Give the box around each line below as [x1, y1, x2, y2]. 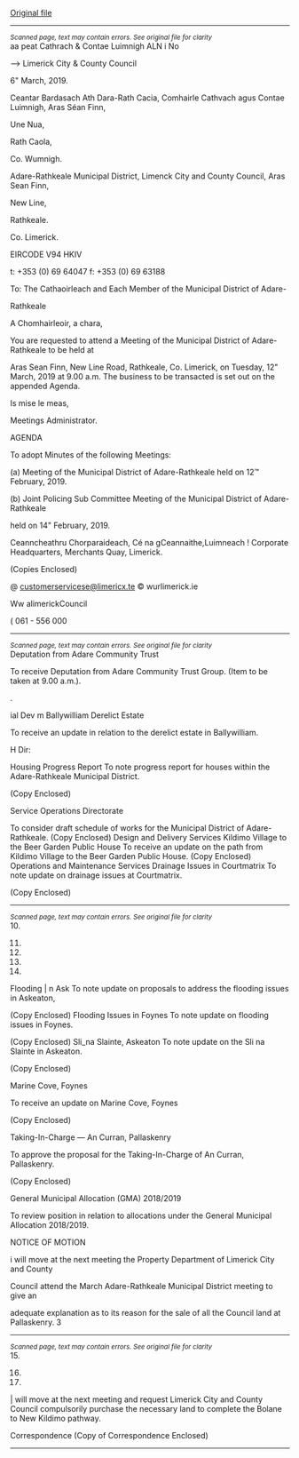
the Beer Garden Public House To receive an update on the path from [10, 841, 264, 852]
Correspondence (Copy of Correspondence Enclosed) [10, 1430, 209, 1440]
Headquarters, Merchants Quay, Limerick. [10, 546, 163, 557]
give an [10, 1290, 37, 1301]
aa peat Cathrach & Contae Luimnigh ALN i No [10, 41, 180, 52]
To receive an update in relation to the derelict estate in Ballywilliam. [10, 728, 259, 737]
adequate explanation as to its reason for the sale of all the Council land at [10, 1308, 281, 1318]
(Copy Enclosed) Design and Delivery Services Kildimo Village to [50, 833, 287, 842]
